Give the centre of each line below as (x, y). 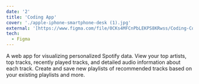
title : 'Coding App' (32, 17)
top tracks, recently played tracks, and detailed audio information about (93, 62)
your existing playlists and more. (46, 75)
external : (18, 28)
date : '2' (18, 12)
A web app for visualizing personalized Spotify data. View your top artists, (96, 56)
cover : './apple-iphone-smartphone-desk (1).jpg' (69, 22)
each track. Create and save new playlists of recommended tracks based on (99, 68)
